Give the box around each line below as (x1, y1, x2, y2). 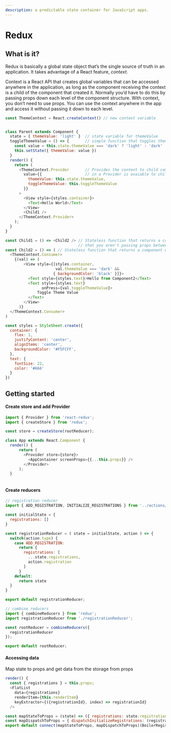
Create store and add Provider (5, 403, 70, 410)
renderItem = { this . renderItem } (14, 695, 79, 700)
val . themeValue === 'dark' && (55, 266, 120, 271)
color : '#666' (14, 366, 44, 371)
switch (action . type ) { (10, 536, 58, 541)
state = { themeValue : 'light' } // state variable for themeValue (10, 134, 158, 139)
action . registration (27, 560, 72, 565)
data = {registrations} (14, 690, 60, 695)
